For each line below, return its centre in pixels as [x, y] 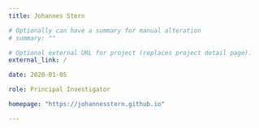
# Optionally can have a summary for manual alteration [105, 30]
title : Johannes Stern [47, 16]
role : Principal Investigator [60, 90]
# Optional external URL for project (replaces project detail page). [130, 53]
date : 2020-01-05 [38, 75]
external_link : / [38, 60]
